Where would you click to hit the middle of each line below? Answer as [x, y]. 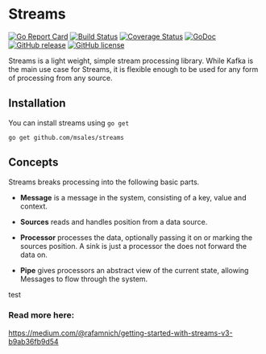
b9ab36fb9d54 [33, 341]
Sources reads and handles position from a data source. [114, 221]
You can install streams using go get [69, 123]
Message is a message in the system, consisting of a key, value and [133, 197]
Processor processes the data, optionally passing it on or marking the [136, 237]
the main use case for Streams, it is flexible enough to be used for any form [133, 69]
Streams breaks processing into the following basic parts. [104, 182]
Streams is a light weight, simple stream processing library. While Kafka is [131, 61]
